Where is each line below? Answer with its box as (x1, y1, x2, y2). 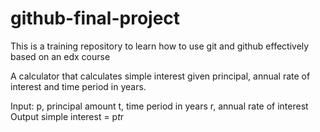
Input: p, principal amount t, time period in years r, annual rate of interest (10, 100, 309, 112)
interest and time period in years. (10, 80, 147, 92)
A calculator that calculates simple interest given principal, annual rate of (10, 70, 311, 82)
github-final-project (10, 7, 181, 30)
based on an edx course (10, 50, 111, 62)
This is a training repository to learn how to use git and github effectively (10, 40, 310, 52)
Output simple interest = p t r (10, 110, 125, 122)
